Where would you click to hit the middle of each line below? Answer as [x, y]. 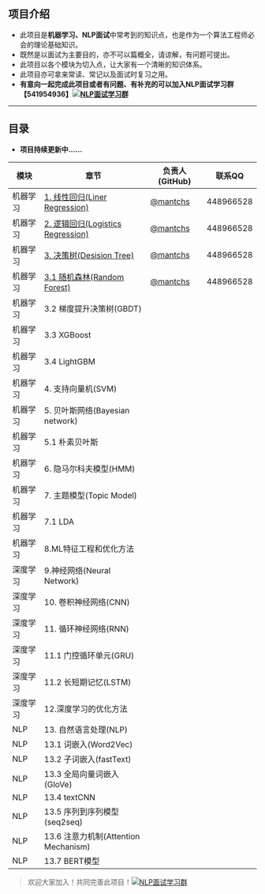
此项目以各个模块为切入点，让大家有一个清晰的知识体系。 [113, 64]
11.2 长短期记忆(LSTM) [88, 682]
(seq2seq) [63, 822]
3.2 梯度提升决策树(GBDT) [93, 308]
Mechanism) [67, 847]
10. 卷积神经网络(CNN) [87, 602]
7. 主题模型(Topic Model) [91, 495]
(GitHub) [174, 181]
